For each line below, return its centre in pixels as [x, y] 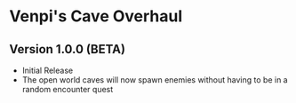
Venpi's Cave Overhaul [96, 16]
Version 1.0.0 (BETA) [68, 49]
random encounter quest [68, 89]
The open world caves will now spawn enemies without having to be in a [155, 80]
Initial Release [48, 70]
